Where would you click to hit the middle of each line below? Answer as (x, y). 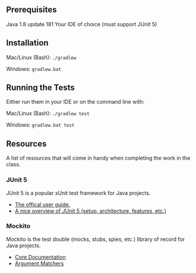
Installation (27, 43)
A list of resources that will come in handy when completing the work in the (98, 158)
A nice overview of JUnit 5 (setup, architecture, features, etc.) (90, 210)
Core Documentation (40, 257)
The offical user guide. (42, 204)
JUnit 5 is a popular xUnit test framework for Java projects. (78, 193)
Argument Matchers (39, 263)
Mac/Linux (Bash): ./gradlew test (48, 113)
